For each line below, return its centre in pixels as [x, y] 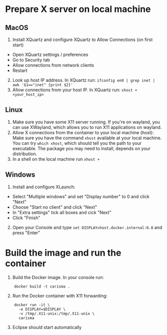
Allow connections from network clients [53, 65]
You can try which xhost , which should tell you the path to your [77, 143]
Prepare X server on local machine [78, 9]
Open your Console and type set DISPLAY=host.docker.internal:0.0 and [87, 227]
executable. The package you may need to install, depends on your [82, 148]
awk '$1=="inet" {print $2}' [43, 85]
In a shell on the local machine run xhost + [56, 159]
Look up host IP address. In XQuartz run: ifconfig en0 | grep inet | [84, 80]
